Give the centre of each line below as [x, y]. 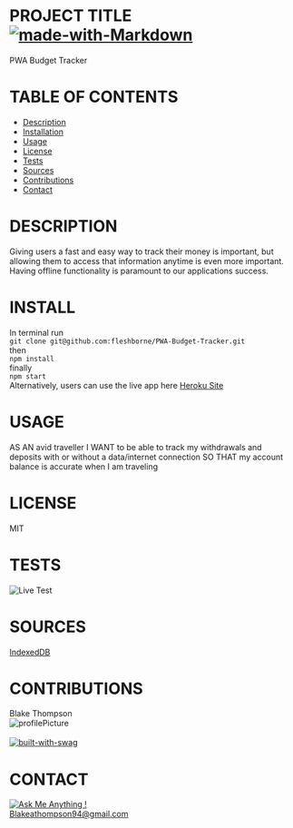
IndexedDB [30, 652]
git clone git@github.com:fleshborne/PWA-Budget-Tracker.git [127, 341]
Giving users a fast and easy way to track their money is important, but [142, 251]
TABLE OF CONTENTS [94, 97]
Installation [43, 132]
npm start [28, 376]
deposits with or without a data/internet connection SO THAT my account [146, 457]
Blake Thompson [41, 714]
